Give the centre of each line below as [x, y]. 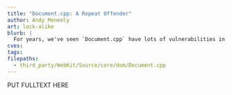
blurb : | [20, 33]
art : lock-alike [31, 26]
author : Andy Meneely [39, 20]
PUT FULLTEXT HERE [38, 85]
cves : [15, 46]
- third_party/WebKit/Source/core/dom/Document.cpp [90, 65]
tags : [15, 53]
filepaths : [23, 59]
